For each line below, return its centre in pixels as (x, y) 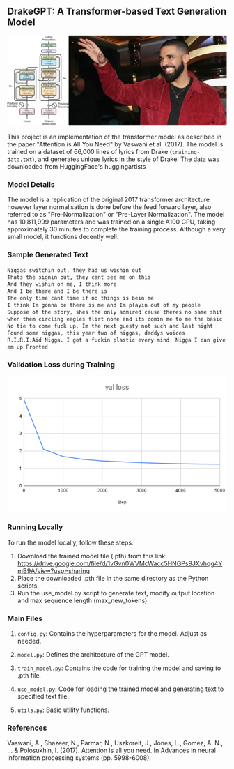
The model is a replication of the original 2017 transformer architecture (109, 200)
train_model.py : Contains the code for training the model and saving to (119, 668)
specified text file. (43, 696)
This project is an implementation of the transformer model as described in (115, 137)
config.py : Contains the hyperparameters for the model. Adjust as (112, 634)
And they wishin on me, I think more (62, 284)
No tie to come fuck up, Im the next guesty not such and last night (110, 326)
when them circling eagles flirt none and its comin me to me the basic (115, 319)
